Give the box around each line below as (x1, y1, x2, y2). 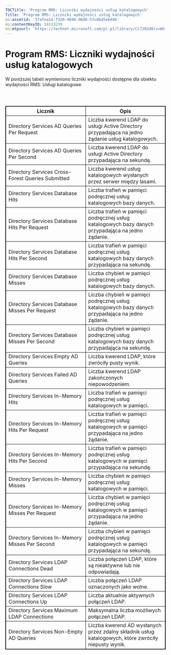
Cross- (54, 169, 72, 176)
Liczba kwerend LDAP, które (88, 353, 156, 360)
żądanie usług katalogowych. (88, 136, 158, 143)
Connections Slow (8, 583, 52, 590)
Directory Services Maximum (8, 607, 78, 614)
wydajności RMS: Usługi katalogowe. (5, 82, 83, 88)
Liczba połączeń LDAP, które (88, 556, 157, 563)
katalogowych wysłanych (88, 172, 149, 179)
